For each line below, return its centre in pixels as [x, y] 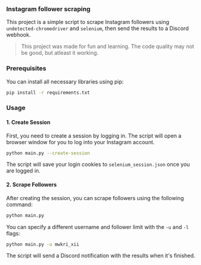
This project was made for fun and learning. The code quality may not [107, 46]
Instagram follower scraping [48, 9]
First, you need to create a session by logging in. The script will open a [94, 136]
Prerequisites [26, 69]
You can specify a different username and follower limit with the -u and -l [97, 227]
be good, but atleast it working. [60, 53]
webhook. [19, 35]
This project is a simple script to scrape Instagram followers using [88, 22]
